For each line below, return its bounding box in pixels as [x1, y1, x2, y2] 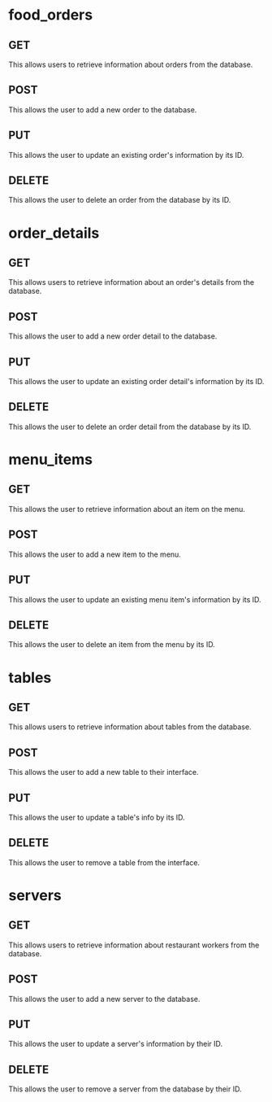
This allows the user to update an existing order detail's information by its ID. [8, 377, 265, 387]
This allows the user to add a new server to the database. [8, 994, 201, 1004]
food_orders [8, 6, 93, 24]
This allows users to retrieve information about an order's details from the [8, 278, 254, 287]
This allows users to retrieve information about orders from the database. [8, 59, 253, 69]
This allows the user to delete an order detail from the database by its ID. [8, 422, 252, 431]
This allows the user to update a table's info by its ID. [8, 812, 185, 822]
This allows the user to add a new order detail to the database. [8, 331, 218, 341]
